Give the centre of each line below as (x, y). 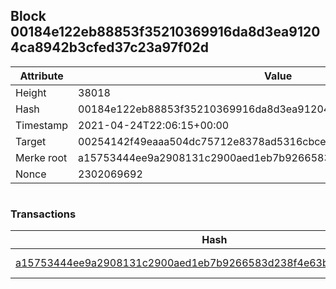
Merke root (41, 157)
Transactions (43, 214)
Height (31, 92)
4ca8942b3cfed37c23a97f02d (109, 47)
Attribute (41, 76)
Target (31, 141)
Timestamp (42, 125)
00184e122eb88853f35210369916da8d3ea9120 (165, 32)
